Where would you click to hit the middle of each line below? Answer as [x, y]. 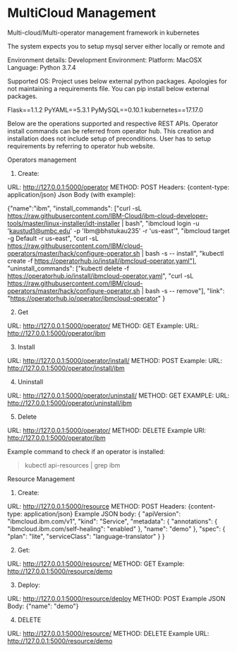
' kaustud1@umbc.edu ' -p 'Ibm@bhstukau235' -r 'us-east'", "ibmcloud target [119, 230]
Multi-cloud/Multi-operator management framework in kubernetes [103, 32]
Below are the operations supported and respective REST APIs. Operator [113, 123]
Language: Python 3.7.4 [42, 67]
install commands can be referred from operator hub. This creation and [111, 131]
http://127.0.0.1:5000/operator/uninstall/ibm [70, 403]
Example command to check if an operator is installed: [86, 451]
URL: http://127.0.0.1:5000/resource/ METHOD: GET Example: [96, 564]
